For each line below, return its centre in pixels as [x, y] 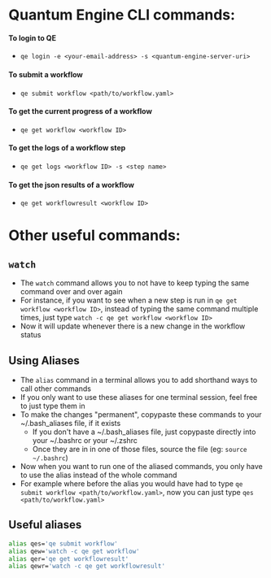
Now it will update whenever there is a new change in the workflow [133, 326]
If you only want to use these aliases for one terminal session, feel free [139, 398]
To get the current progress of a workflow [81, 111]
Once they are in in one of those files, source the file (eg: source [140, 450]
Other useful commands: [94, 235]
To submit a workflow [46, 74]
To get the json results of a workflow [71, 185]
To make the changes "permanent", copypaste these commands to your [141, 415]
